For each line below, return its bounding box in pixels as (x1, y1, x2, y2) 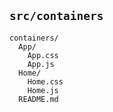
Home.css (27, 76, 64, 87)
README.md (18, 94, 59, 104)
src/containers (9, 9, 104, 24)
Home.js (27, 85, 59, 95)
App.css (27, 50, 59, 60)
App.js (27, 59, 55, 69)
